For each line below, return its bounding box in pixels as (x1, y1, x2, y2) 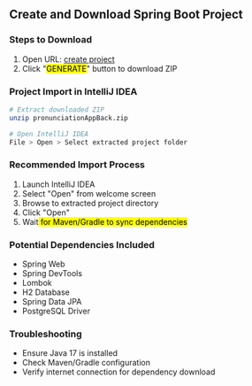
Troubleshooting (9, 328, 82, 340)
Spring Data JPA (21, 297, 82, 307)
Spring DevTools (21, 268, 82, 279)
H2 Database (21, 287, 71, 297)
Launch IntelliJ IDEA (21, 179, 95, 189)
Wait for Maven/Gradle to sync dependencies (21, 216, 187, 227)
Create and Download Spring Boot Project (9, 7, 243, 22)
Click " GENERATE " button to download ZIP (21, 63, 178, 73)
